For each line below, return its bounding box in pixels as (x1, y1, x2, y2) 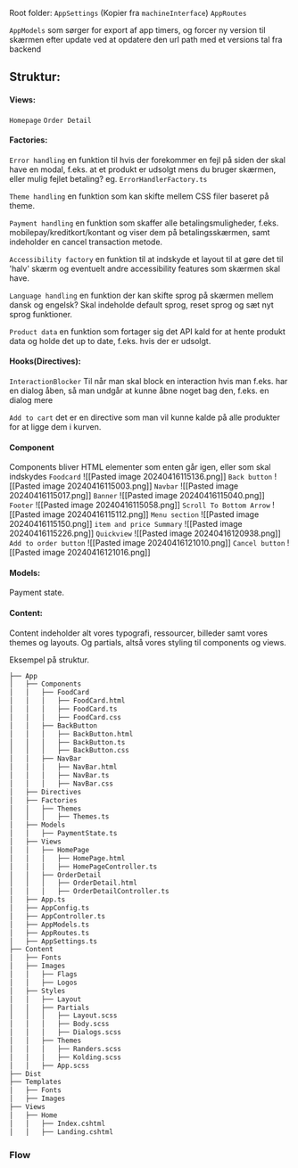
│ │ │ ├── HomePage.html (9, 853, 126, 863)
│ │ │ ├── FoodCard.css (9, 712, 122, 721)
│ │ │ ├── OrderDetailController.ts (9, 887, 170, 896)
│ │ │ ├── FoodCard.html (9, 696, 126, 705)
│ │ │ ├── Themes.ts (9, 812, 110, 821)
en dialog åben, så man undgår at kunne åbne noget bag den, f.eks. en (9, 385, 269, 396)
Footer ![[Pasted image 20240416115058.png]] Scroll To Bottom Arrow (9, 499, 270, 511)
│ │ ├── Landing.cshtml (9, 1127, 114, 1136)
